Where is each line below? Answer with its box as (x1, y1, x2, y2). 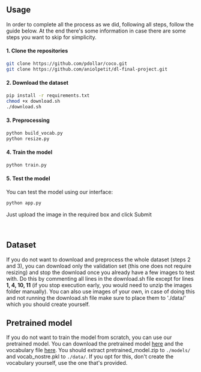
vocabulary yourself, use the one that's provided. (6, 359, 128, 367)
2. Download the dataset (6, 79, 69, 87)
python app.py (6, 200, 42, 206)
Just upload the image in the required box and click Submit (6, 210, 152, 218)
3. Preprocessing (6, 117, 50, 124)
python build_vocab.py (6, 130, 63, 136)
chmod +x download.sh (6, 98, 61, 104)
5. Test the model (6, 175, 50, 182)
